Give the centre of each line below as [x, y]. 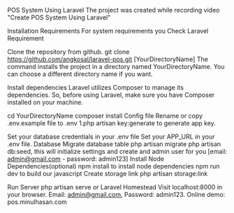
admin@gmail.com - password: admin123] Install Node [86, 159]
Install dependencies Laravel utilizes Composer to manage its [95, 87]
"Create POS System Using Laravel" [59, 17]
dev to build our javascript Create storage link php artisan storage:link [108, 174]
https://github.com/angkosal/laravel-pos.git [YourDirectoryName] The [108, 59]
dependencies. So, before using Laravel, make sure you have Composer [111, 95]
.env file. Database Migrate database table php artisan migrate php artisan [114, 144]
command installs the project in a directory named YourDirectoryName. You [116, 66]
